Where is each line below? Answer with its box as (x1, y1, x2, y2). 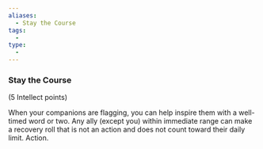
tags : (8, 26, 26, 34)
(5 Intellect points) (8, 93, 68, 102)
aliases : (8, 11, 37, 20)
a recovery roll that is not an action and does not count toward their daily (8, 124, 246, 135)
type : (8, 41, 26, 49)
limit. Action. (8, 133, 49, 143)
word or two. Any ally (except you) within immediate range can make (28, 117, 253, 126)
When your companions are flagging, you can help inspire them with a (8, 108, 238, 117)
